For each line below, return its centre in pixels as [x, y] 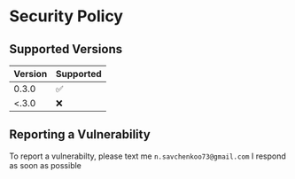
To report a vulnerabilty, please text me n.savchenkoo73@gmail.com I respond [147, 156]
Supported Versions [66, 49]
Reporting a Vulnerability [80, 135]
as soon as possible [46, 165]
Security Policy [66, 16]
